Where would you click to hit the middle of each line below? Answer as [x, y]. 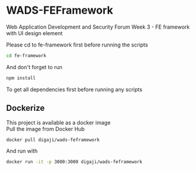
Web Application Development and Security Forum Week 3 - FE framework [98, 27]
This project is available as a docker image [58, 122]
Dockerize [26, 108]
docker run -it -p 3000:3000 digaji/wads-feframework [74, 162]
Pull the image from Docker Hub [46, 129]
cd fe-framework [26, 55]
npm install [21, 78]
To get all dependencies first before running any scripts [74, 89]
